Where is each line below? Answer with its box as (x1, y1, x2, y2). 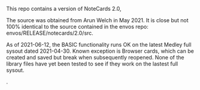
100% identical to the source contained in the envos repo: (6, 23, 149, 30)
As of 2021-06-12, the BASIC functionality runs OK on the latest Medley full (6, 41, 192, 48)
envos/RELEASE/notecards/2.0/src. (6, 29, 94, 37)
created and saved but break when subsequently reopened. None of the (6, 54, 184, 61)
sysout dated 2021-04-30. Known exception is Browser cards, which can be (6, 47, 195, 55)
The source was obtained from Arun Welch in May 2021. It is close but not (6, 17, 189, 23)
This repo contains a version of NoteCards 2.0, (6, 5, 122, 12)
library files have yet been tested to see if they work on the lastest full (6, 60, 178, 67)
